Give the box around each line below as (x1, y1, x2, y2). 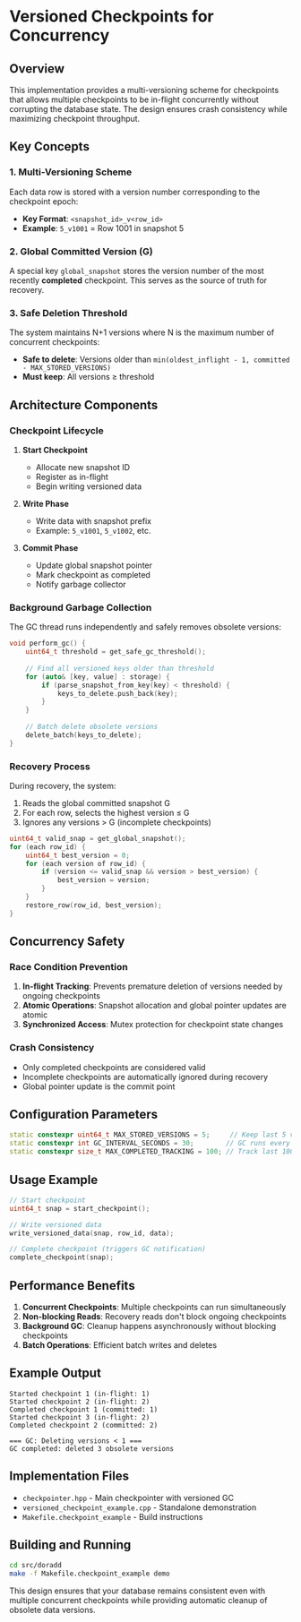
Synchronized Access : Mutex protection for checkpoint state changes (21, 1019, 284, 1030)
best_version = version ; (56, 876, 150, 885)
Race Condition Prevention (9, 961, 128, 973)
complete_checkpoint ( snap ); (9, 1253, 115, 1262)
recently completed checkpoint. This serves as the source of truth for (9, 275, 267, 286)
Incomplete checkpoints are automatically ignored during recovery (21, 1071, 269, 1082)
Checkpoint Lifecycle (9, 424, 105, 436)
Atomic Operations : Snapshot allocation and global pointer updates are (21, 1000, 287, 1011)
